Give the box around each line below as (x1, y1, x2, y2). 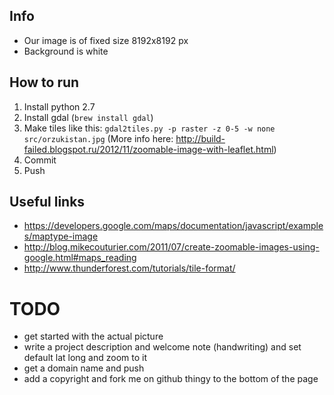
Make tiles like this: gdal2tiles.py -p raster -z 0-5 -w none (23, 122, 276, 134)
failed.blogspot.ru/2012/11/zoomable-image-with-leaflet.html (23, 143, 274, 155)
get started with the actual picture (23, 330, 164, 343)
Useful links (9, 194, 86, 211)
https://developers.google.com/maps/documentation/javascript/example (23, 220, 324, 232)
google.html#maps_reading (23, 252, 137, 264)
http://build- (175, 132, 226, 144)
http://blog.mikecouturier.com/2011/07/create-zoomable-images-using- (23, 241, 320, 253)
